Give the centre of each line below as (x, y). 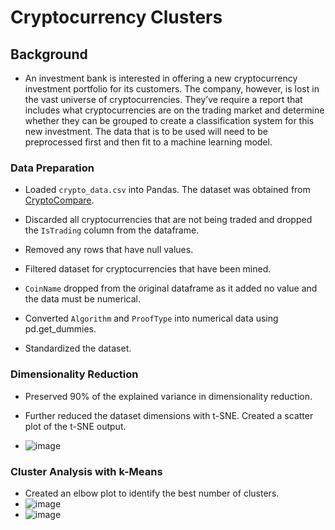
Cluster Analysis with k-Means (86, 471)
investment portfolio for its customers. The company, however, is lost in (172, 89)
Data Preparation (52, 168)
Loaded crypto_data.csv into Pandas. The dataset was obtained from (167, 190)
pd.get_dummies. (60, 329)
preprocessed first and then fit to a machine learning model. (148, 142)
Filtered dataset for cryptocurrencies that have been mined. (148, 269)
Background (49, 54)
